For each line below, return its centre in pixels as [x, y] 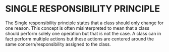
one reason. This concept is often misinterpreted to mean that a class [77, 28]
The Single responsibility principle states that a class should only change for [84, 23]
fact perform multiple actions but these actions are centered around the [80, 39]
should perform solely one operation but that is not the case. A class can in [83, 33]
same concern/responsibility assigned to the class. [58, 44]
